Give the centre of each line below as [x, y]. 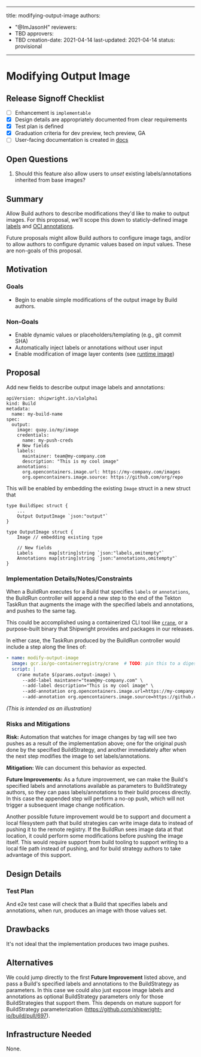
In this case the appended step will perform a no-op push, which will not [95, 799]
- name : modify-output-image [42, 658]
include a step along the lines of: [46, 647]
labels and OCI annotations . [40, 226]
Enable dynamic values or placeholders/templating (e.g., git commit [98, 335]
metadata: [19, 409]
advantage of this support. [39, 855]
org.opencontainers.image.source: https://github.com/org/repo [103, 477]
